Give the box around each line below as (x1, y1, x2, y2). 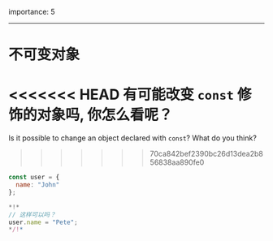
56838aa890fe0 (149, 157, 205, 167)
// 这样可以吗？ (8, 210, 56, 218)
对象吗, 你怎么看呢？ (37, 105, 173, 124)
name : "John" (15, 181, 60, 189)
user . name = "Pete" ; (8, 218, 79, 226)
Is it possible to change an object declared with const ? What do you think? (8, 133, 258, 143)
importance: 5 (8, 7, 55, 16)
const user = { (8, 174, 60, 182)
